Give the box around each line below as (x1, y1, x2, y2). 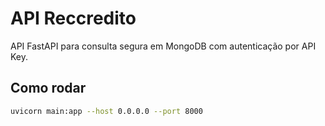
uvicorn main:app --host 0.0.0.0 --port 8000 (10, 106, 203, 116)
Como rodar (10, 80, 87, 97)
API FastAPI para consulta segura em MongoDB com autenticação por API (10, 40, 317, 52)
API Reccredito (10, 7, 137, 30)
